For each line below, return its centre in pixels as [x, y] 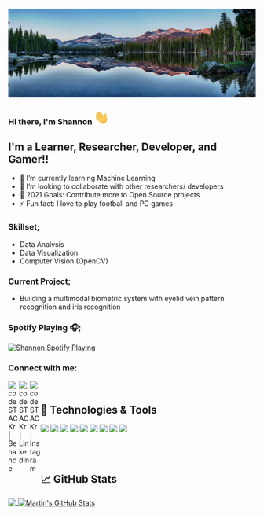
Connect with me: [43, 368]
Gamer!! [29, 159]
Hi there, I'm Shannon [50, 121]
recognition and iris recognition [70, 307]
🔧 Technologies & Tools [99, 410]
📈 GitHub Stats [79, 479]
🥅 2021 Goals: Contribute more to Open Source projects [110, 195]
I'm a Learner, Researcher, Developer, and [113, 147]
